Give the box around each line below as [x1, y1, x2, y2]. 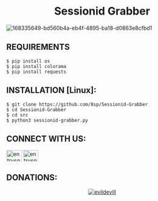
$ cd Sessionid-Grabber [6, 106, 67, 113]
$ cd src [6, 112, 29, 118]
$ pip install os [6, 58, 50, 64]
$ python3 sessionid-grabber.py [6, 117, 88, 123]
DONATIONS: [6, 172, 58, 183]
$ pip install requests [6, 69, 67, 75]
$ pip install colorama [6, 63, 67, 69]
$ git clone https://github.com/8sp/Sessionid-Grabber [6, 101, 148, 107]
